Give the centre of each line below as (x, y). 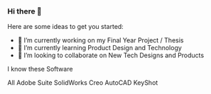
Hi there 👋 (25, 11)
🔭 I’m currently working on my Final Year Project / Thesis (101, 40)
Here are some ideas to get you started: (66, 27)
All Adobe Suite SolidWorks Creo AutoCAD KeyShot (83, 83)
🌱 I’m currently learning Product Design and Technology (100, 48)
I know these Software (40, 69)
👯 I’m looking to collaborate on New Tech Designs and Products (111, 55)
